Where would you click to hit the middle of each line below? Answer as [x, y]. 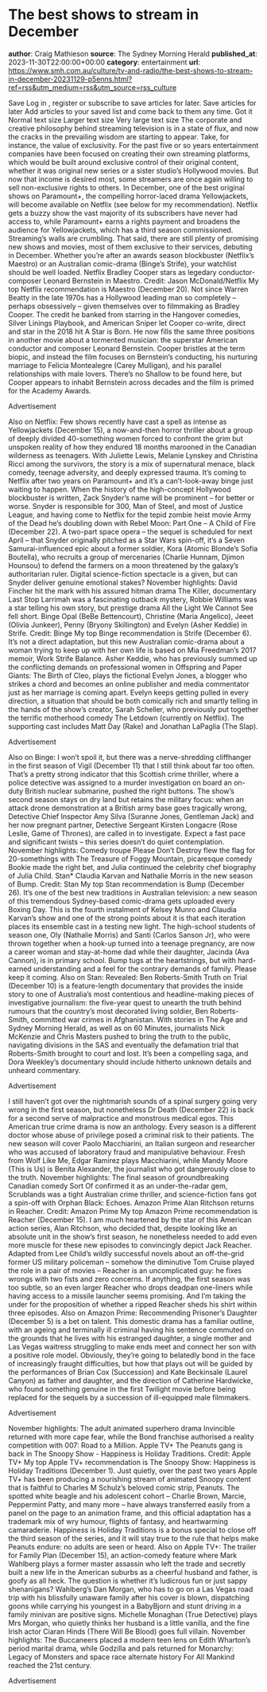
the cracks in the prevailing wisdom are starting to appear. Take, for [119, 136]
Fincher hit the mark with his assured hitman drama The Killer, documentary [132, 590]
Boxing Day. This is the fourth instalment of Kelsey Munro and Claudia [122, 909]
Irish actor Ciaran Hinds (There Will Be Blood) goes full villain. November [127, 1631]
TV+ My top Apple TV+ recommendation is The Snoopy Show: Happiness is [132, 1462]
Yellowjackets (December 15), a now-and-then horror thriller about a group [130, 430]
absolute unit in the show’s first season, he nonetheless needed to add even [133, 1236]
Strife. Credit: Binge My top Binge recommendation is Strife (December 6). [130, 633]
